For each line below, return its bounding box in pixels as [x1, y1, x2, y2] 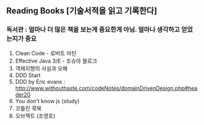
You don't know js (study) [15, 97, 80, 104]
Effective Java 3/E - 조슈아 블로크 [15, 57, 97, 64]
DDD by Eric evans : [15, 78, 66, 85]
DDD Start [15, 72, 41, 79]
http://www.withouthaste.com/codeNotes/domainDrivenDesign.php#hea [15, 84, 198, 92]
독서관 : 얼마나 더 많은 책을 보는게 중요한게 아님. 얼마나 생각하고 [6, 25, 180, 34]
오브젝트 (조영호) [15, 112, 56, 120]
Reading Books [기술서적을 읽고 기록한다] [6, 5, 157, 16]
